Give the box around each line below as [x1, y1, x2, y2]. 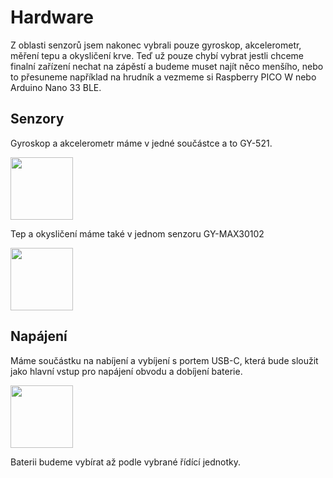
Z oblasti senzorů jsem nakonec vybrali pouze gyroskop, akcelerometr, [10, 39, 302, 51]
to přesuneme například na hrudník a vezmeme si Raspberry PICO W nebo [10, 71, 317, 83]
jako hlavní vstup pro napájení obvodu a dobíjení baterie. [10, 365, 243, 377]
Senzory [10, 111, 65, 128]
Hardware [10, 6, 94, 29]
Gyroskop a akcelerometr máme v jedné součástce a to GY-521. [10, 137, 273, 149]
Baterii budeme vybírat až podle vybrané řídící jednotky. [10, 456, 241, 468]
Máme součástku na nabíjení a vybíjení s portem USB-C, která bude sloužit [10, 354, 319, 366]
